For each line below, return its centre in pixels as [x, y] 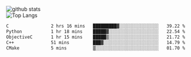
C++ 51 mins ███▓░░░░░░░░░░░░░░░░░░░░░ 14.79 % [95, 42]
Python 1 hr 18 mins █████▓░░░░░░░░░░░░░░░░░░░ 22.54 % [95, 31]
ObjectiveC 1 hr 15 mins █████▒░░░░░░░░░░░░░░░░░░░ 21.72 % [95, 37]
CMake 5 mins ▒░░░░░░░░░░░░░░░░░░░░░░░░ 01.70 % [95, 48]
